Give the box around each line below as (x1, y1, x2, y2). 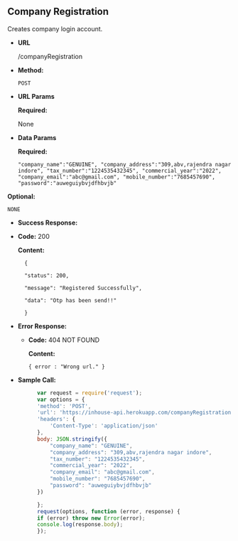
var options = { (36, 396, 85, 403)
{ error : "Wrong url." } (28, 363, 105, 370)
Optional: (7, 192, 36, 200)
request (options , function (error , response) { (36, 508, 180, 515)
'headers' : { (36, 416, 76, 423)
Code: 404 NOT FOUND (28, 336, 100, 344)
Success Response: (17, 218, 78, 227)
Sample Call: (17, 375, 56, 384)
